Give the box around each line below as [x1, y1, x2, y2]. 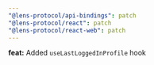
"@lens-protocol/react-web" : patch [8, 26, 126, 34]
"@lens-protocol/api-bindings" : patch [8, 11, 137, 20]
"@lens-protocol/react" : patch [8, 19, 112, 27]
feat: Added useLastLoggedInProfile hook [8, 48, 147, 58]
